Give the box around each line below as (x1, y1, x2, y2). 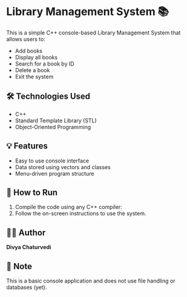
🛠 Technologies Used (6, 92, 91, 102)
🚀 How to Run (6, 187, 58, 198)
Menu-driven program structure (15, 170, 94, 177)
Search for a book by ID (15, 60, 74, 67)
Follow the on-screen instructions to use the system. (15, 210, 146, 217)
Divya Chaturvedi (6, 244, 51, 251)
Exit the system (15, 73, 54, 80)
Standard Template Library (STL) (15, 116, 97, 124)
